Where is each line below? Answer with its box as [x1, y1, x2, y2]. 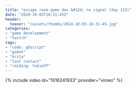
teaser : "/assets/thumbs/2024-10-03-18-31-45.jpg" [10, 21, 118, 27]
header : [5, 17, 22, 22]
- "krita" [5, 54, 26, 59]
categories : [5, 26, 30, 31]
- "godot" [5, 49, 26, 54]
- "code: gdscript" [5, 45, 46, 50]
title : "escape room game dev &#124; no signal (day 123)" [5, 7, 132, 13]
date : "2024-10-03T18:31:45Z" [5, 12, 69, 17]
